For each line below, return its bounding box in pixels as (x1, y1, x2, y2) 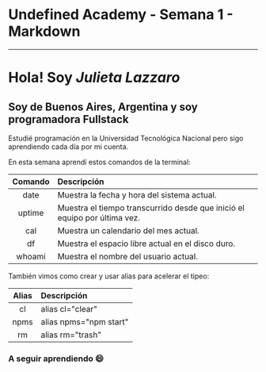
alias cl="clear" (40, 303, 97, 314)
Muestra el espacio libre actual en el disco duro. (57, 238, 236, 249)
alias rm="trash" (40, 329, 101, 340)
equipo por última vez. (57, 212, 141, 223)
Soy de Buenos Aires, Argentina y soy (8, 100, 198, 113)
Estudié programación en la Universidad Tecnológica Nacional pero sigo (8, 133, 244, 143)
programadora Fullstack (8, 113, 129, 126)
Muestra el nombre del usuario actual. (57, 251, 198, 262)
